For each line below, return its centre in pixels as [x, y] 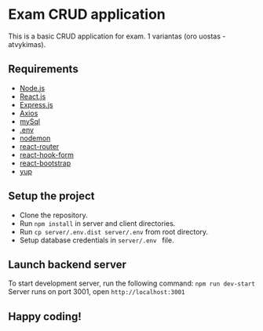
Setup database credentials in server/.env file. [97, 240]
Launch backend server [68, 264]
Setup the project [51, 196]
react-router [39, 146]
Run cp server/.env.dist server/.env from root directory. [114, 231]
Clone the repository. [53, 215]
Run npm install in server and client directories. [97, 223]
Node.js [32, 88]
